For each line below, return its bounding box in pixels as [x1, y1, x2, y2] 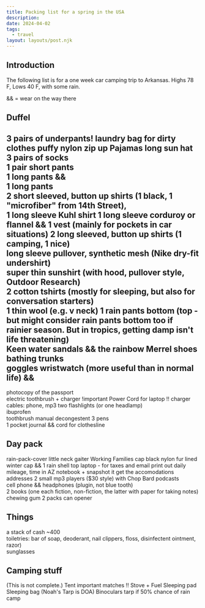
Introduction [6, 60, 55, 70]
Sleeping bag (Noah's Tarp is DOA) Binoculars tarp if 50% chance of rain [6, 588, 191, 596]
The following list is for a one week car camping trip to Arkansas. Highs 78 [6, 76, 194, 83]
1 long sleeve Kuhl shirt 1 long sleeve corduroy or [6, 209, 196, 220]
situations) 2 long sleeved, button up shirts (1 [6, 229, 182, 239]
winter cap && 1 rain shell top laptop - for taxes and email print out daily [6, 462, 187, 469]
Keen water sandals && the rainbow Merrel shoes [6, 343, 198, 354]
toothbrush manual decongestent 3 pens [6, 415, 109, 422]
